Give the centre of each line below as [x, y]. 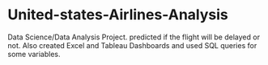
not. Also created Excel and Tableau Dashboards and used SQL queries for [132, 45]
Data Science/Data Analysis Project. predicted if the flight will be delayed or [134, 37]
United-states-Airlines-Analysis [118, 15]
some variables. [34, 54]
